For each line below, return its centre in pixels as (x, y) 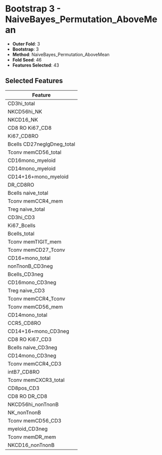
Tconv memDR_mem (32, 437)
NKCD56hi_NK (25, 112)
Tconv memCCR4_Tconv (37, 298)
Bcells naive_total (28, 193)
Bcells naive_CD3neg (32, 347)
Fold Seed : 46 (27, 60)
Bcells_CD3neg (25, 274)
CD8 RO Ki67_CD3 (30, 339)
